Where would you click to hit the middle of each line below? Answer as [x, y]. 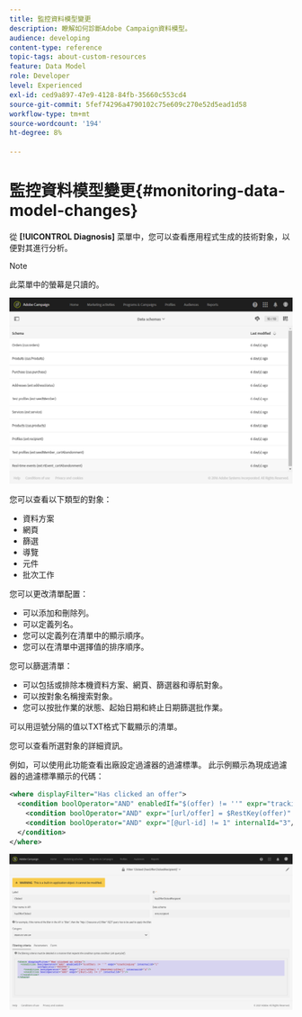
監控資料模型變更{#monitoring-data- [147, 191]
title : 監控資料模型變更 [50, 19]
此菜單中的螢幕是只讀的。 [57, 284]
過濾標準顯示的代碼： [64, 776]
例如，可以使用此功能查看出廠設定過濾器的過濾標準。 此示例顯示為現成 [140, 765]
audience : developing [50, 38]
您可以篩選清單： [41, 666]
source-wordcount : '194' [56, 123]
